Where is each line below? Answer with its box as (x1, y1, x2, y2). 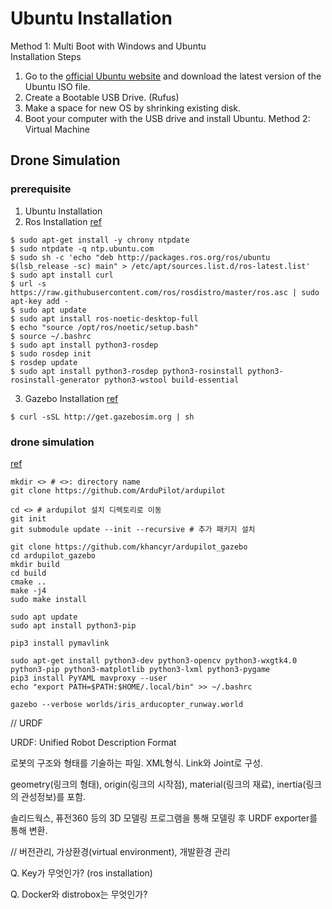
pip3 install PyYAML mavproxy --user (10, 673, 168, 683)
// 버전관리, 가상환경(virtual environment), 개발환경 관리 (10, 845, 231, 857)
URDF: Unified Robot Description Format (10, 736, 177, 748)
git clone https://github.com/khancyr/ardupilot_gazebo (10, 542, 248, 552)
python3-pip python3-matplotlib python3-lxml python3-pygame (10, 664, 271, 674)
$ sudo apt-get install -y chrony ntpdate (10, 235, 190, 245)
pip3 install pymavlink (10, 638, 110, 648)
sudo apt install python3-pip (10, 620, 137, 631)
